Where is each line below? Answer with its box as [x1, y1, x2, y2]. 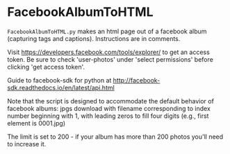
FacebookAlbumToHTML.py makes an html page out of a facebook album [7, 27, 207, 35]
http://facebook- [113, 76, 161, 84]
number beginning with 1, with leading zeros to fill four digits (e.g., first [7, 112, 209, 120]
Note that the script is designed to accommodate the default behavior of [7, 96, 214, 105]
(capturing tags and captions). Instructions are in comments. [7, 34, 181, 42]
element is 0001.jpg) [7, 119, 66, 127]
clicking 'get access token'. [7, 62, 85, 71]
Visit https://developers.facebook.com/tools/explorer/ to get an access [7, 48, 210, 56]
